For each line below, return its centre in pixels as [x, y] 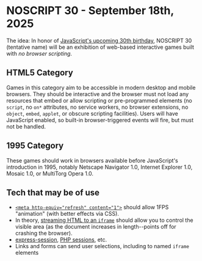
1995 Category [35, 146]
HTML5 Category [40, 73]
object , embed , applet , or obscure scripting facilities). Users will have [92, 113]
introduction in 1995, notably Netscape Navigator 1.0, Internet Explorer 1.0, [99, 167]
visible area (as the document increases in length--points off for [96, 227]
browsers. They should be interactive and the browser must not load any [98, 94]
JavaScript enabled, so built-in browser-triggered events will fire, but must [100, 120]
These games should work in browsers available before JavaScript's [92, 160]
